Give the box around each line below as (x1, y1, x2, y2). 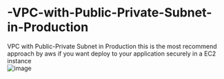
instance (7, 56, 32, 65)
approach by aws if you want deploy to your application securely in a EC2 (7, 49, 216, 58)
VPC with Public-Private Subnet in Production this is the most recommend (7, 42, 217, 50)
